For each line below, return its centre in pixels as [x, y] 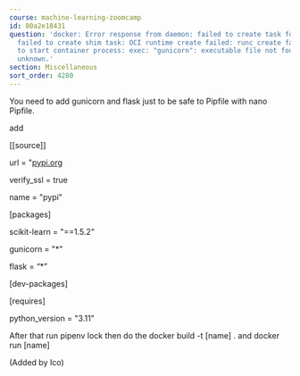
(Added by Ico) [37, 362]
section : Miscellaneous [54, 68]
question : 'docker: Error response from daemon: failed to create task [145, 34]
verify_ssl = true [39, 180]
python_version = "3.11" [52, 318]
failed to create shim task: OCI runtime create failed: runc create [149, 42]
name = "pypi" [36, 196]
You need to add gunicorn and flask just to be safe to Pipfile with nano [138, 101]
